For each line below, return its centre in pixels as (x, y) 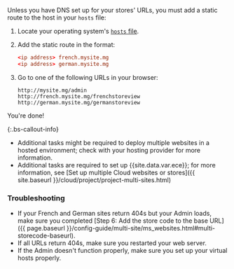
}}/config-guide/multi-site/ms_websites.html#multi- (141, 228)
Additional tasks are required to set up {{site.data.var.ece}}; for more (116, 165)
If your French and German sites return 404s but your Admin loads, (115, 214)
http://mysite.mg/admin (52, 90)
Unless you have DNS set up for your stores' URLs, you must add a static (112, 10)
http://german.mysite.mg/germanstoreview (78, 102)
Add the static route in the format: (66, 44)
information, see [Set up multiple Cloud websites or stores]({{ (106, 172)
